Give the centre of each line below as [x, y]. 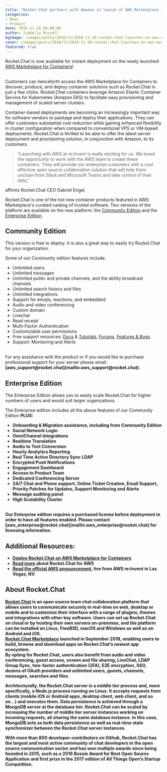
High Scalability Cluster [37, 500]
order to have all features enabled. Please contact [58, 520]
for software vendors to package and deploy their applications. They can [80, 117]
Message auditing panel [38, 494]
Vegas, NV [24, 574]
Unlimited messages [33, 273]
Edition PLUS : [19, 416]
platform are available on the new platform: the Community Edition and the [81, 210]
